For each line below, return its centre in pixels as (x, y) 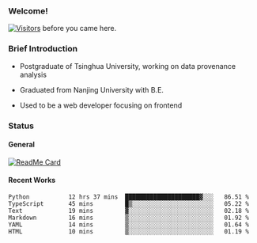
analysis (33, 74)
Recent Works (32, 180)
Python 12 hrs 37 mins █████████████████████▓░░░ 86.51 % (128, 197)
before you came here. (79, 28)
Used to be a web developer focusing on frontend (101, 105)
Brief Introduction (43, 49)
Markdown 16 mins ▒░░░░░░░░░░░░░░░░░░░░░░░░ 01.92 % (128, 218)
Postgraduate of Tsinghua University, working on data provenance (127, 66)
